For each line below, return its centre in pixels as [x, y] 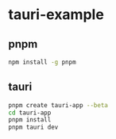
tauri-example [56, 15]
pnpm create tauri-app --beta [58, 105]
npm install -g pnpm [43, 62]
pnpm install [30, 120]
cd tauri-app [30, 113]
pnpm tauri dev [33, 127]
